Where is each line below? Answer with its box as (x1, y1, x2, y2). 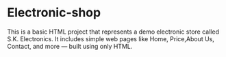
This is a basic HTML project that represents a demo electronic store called (7, 27, 219, 36)
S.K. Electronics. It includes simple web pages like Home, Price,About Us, (7, 34, 214, 43)
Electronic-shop (7, 5, 101, 21)
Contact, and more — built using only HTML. (7, 42, 133, 50)
